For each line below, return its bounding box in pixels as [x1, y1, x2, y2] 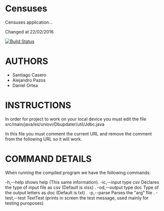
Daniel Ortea [12, 82, 38, 88]
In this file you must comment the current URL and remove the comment [5, 131, 152, 137]
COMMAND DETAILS [5, 153, 92, 164]
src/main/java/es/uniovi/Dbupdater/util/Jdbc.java [5, 121, 105, 127]
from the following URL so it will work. [5, 136, 82, 142]
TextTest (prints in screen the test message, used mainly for [27, 195, 149, 201]
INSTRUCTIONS [5, 100, 72, 111]
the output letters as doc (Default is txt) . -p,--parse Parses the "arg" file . [5, 189, 155, 195]
